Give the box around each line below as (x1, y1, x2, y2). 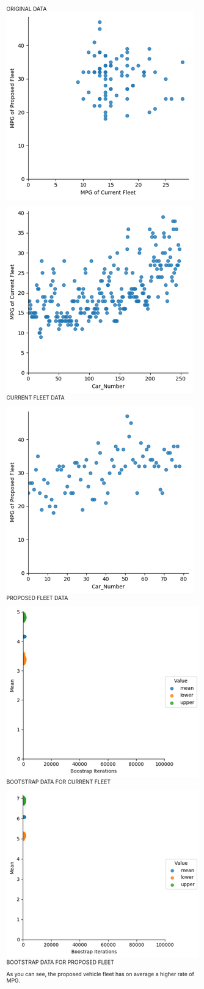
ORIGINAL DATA (6, 6, 47, 12)
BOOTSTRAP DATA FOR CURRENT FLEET (6, 778, 111, 785)
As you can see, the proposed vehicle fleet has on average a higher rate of (6, 971, 194, 978)
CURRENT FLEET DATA (6, 394, 65, 401)
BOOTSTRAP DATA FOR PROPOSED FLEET (6, 958, 114, 966)
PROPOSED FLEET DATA (6, 595, 68, 601)
